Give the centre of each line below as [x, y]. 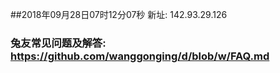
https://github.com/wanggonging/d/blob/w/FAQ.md [140, 56]
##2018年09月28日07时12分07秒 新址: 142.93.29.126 [119, 14]
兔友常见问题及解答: [58, 43]
